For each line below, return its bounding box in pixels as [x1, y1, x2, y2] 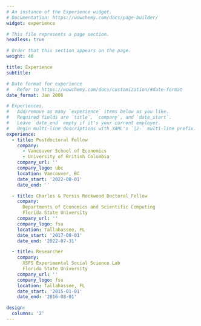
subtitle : [6, 70, 31, 76]
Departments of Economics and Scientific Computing [22, 204, 156, 210]
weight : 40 [6, 53, 34, 59]
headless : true [6, 37, 45, 43]
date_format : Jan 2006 [6, 92, 64, 98]
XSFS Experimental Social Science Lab [22, 260, 120, 267]
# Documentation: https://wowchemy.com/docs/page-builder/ [6, 15, 159, 21]
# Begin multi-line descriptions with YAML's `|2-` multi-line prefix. [6, 125, 197, 131]
